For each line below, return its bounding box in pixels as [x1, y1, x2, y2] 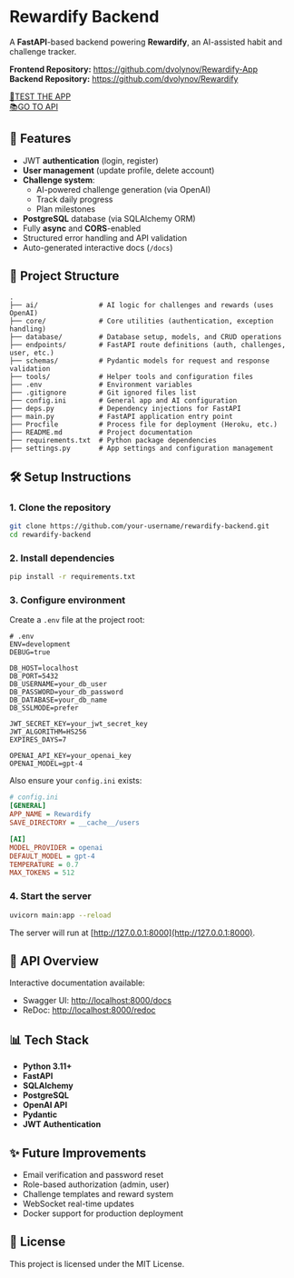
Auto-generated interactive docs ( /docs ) [22, 242, 173, 253]
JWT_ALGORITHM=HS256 [9, 727, 88, 737]
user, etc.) [9, 348, 54, 357]
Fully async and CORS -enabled [22, 223, 142, 234]
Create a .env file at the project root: [9, 614, 145, 625]
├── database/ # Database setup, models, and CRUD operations [9, 332, 282, 342]
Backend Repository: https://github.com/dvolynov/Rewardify [9, 73, 239, 84]
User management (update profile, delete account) [22, 165, 215, 175]
